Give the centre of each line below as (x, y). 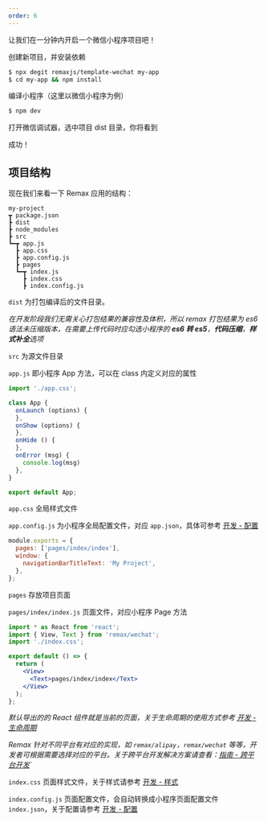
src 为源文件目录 (36, 356)
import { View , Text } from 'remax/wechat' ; (84, 635)
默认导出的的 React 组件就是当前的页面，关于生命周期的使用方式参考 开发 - (132, 717)
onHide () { (36, 440)
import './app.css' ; (43, 388)
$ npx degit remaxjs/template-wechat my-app (84, 72)
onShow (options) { (48, 425)
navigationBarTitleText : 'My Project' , (89, 564)
